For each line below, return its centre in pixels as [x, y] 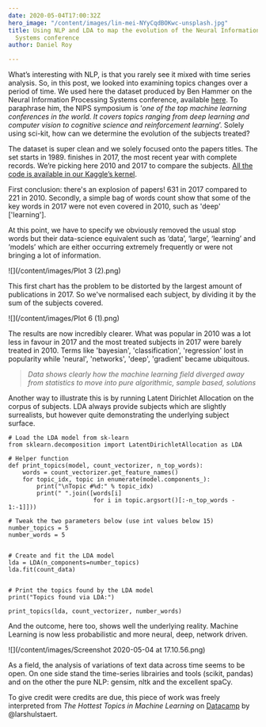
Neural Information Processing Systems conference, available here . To [123, 100]
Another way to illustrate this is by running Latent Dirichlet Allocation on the [131, 398]
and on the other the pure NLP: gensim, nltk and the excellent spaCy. [121, 682]
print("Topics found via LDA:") [61, 598]
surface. [22, 423]
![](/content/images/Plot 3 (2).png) [65, 271]
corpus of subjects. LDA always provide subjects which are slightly [118, 407]
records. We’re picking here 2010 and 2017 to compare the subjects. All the [131, 166]
